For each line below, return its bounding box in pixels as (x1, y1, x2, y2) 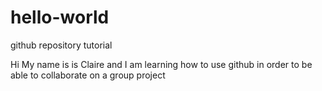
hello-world (10, 6, 110, 29)
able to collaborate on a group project (10, 69, 166, 81)
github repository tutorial (10, 39, 113, 51)
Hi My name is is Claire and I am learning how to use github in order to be (10, 58, 313, 70)
